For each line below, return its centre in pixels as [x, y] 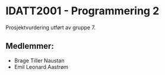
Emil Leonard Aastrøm [41, 67]
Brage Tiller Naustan [39, 60]
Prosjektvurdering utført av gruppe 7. [51, 27]
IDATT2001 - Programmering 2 [82, 11]
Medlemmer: [30, 46]
